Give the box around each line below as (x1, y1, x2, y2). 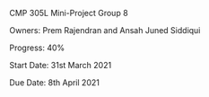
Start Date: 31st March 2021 (9, 60, 112, 70)
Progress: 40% (9, 42, 65, 53)
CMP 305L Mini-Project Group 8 (9, 8, 128, 18)
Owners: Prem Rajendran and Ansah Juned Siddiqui (9, 25, 201, 35)
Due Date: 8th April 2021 (9, 77, 100, 88)
